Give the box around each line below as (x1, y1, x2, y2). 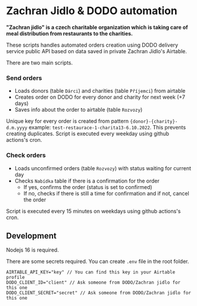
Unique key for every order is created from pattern (6, 118, 129, 125)
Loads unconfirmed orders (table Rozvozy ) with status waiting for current (14, 164, 192, 172)
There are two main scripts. (6, 59, 73, 66)
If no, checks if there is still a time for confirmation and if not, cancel (23, 190, 190, 197)
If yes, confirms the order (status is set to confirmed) (23, 183, 152, 190)
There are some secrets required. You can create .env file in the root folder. (6, 258, 189, 265)
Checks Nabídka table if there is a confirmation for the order (14, 177, 160, 184)
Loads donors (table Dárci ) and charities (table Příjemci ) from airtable (14, 87, 186, 95)
